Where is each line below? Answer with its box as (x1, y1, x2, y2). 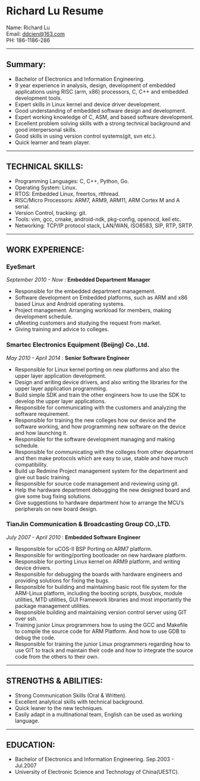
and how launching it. (14, 429, 68, 436)
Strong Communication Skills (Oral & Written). (14, 692, 127, 699)
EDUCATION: (6, 740, 55, 750)
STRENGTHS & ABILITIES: (6, 676, 103, 686)
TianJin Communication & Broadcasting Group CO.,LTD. (6, 520, 171, 529)
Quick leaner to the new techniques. (14, 704, 104, 711)
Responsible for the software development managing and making (14, 436, 175, 443)
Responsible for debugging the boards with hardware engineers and (14, 570, 183, 578)
